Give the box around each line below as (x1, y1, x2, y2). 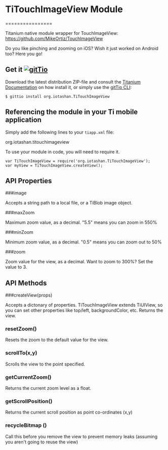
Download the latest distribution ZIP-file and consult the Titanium (5, 78, 141, 85)
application (5, 115, 42, 125)
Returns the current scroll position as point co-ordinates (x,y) (5, 409, 133, 416)
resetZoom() (5, 325, 37, 333)
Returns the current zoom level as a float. (5, 385, 92, 391)
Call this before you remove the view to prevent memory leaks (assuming (5, 433, 158, 439)
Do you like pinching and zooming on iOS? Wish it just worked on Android (5, 45, 158, 51)
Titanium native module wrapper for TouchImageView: (5, 30, 118, 36)
